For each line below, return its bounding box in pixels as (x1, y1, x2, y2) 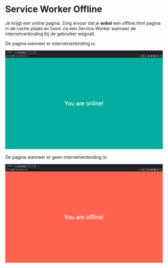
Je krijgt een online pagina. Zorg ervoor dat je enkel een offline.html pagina (5, 20, 161, 26)
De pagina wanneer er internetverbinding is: (5, 40, 96, 46)
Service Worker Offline (5, 4, 102, 15)
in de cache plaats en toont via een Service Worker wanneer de (5, 25, 136, 31)
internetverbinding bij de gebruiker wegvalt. (5, 31, 96, 37)
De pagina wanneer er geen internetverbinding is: (5, 154, 107, 160)
